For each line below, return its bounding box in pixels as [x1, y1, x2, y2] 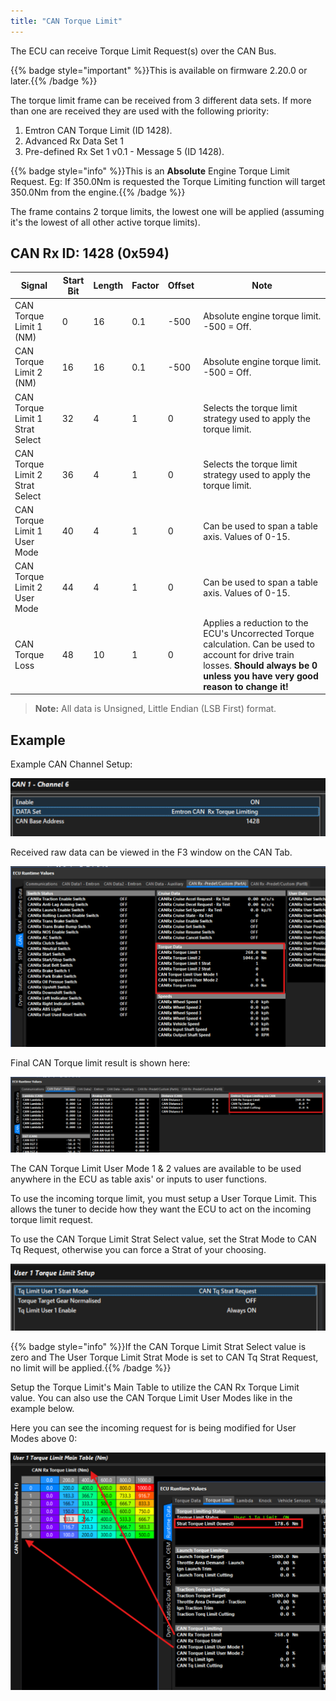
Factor [131, 280, 160, 292]
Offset [167, 280, 195, 292]
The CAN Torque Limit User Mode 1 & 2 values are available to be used [10, 1163, 302, 1175]
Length [93, 280, 124, 292]
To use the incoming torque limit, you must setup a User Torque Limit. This [10, 1193, 317, 1205]
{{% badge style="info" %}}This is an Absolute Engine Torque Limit [10, 165, 290, 177]
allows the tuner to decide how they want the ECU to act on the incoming [10, 1203, 312, 1215]
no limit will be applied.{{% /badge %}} [10, 1361, 172, 1374]
